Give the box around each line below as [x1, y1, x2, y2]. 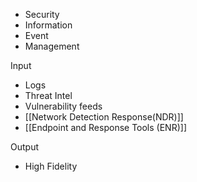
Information [24, 19, 73, 31]
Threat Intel [24, 90, 73, 101]
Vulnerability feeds [24, 100, 103, 112]
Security [24, 9, 60, 20]
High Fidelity [24, 160, 78, 172]
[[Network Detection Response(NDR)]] [24, 111, 184, 123]
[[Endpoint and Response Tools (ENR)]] [24, 122, 187, 133]
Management [24, 40, 80, 52]
